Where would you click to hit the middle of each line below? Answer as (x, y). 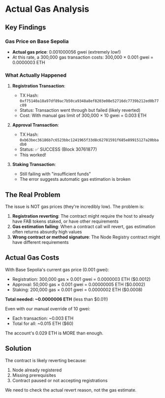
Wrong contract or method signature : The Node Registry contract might (86, 237)
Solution (18, 348)
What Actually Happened (36, 75)
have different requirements (40, 242)
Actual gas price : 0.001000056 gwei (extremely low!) (66, 52)
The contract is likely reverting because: (46, 360)
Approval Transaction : (35, 125)
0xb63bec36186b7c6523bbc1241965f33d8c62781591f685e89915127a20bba (89, 140)
